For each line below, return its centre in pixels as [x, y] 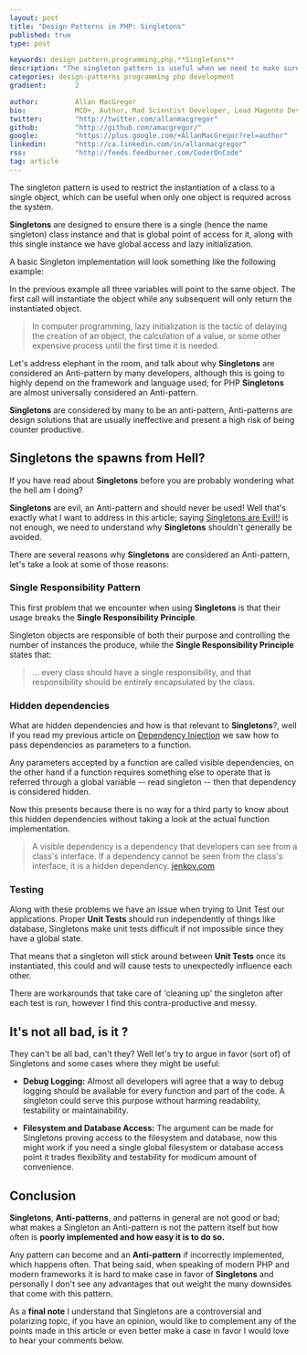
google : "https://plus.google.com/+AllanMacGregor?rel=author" [148, 136]
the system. [32, 206]
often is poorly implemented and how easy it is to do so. [117, 1237]
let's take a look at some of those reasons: [89, 564]
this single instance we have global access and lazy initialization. [131, 244]
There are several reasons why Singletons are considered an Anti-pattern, [150, 555]
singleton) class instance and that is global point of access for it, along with [151, 234]
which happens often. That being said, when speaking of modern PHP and [149, 1265]
